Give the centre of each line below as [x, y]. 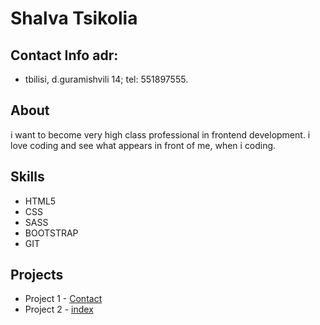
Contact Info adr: [64, 55]
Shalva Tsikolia [74, 18]
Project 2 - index [59, 309]
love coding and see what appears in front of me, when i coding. [143, 145]
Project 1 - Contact [63, 299]
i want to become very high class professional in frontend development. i [160, 134]
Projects [37, 275]
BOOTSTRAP [51, 233]
